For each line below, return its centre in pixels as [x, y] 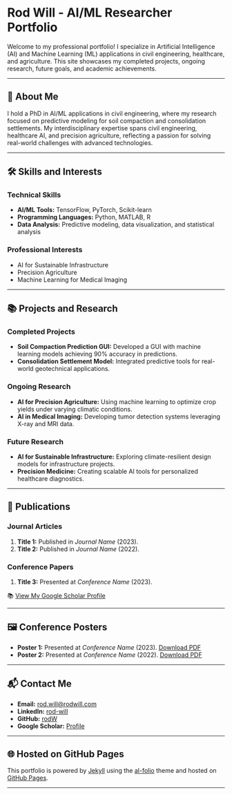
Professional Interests [45, 250]
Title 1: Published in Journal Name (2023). [78, 542]
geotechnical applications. [72, 369]
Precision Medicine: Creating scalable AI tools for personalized [108, 472]
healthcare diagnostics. [50, 479]
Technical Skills [34, 195]
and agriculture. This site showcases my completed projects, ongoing [106, 61]
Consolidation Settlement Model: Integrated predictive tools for [108, 361]
